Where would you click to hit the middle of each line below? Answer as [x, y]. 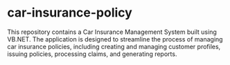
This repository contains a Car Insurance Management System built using [112, 32]
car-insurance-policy [70, 13]
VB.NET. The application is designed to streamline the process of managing [115, 39]
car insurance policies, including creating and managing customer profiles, [114, 46]
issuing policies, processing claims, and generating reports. [92, 54]
